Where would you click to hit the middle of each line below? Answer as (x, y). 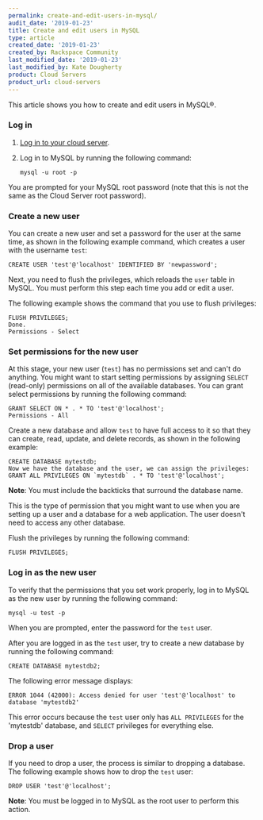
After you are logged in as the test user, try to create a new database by (126, 643)
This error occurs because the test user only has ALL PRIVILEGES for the (126, 717)
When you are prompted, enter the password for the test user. (110, 627)
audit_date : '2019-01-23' (51, 23)
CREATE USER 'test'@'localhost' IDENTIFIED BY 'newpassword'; (113, 265)
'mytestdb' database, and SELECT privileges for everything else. (111, 725)
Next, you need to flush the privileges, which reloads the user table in (122, 279)
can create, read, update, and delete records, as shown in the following (124, 439)
